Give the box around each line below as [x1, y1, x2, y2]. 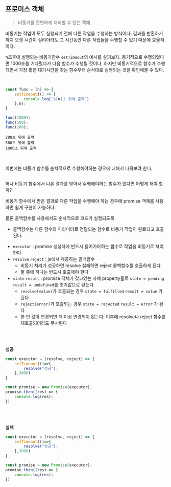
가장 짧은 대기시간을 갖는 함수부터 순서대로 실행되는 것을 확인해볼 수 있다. [18, 67, 165, 73]
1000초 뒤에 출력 [5, 145, 37, 151]
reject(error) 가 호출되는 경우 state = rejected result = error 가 [20, 301, 158, 307]
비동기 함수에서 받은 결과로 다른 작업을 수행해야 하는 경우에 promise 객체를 [5, 197, 155, 204]
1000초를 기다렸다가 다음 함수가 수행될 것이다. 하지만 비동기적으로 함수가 [10, 60, 156, 67]
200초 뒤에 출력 [5, 135, 35, 140]
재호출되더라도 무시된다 [20, 320, 67, 326]
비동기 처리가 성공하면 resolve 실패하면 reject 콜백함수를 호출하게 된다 [20, 262, 161, 269]
